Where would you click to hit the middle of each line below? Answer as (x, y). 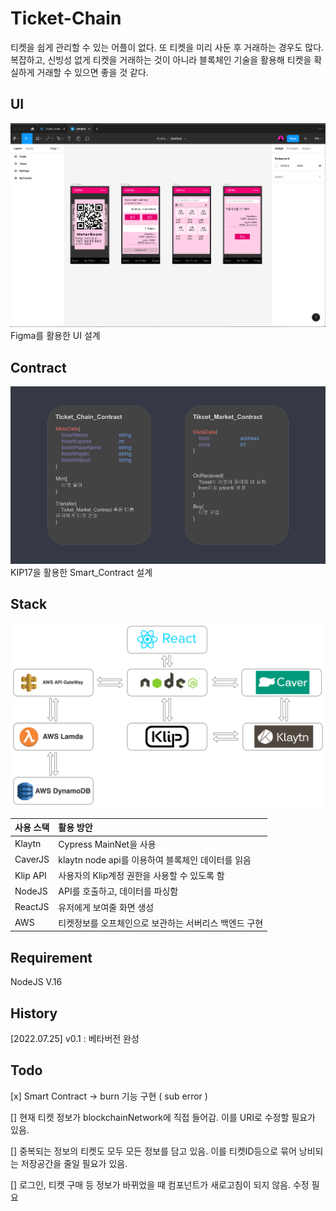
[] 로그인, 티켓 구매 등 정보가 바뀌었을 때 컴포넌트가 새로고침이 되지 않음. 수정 (160, 1184)
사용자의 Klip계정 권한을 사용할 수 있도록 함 (141, 876)
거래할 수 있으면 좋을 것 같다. (92, 72)
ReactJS (32, 907)
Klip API (30, 875)
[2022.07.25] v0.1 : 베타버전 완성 (75, 1038)
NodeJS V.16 (36, 982)
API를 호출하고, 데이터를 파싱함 (118, 891)
